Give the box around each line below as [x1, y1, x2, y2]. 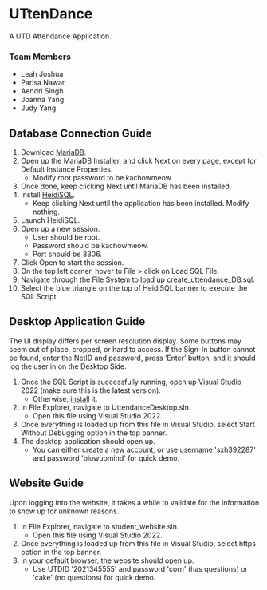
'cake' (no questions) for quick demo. [32, 572, 156, 582]
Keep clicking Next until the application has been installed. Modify [32, 199, 249, 208]
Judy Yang [20, 103, 57, 113]
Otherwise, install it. [32, 394, 98, 403]
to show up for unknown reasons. [9, 506, 120, 516]
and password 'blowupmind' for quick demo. [32, 453, 180, 463]
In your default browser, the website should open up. [20, 556, 194, 565]
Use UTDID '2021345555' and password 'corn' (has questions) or [32, 564, 248, 573]
